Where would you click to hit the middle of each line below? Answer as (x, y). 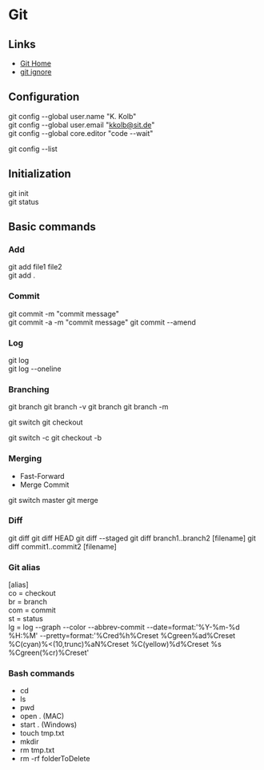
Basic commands (52, 227)
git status (24, 201)
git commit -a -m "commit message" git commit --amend (102, 322)
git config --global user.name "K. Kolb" (72, 116)
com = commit (32, 610)
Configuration (44, 97)
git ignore (36, 72)
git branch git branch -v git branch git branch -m (88, 407)
